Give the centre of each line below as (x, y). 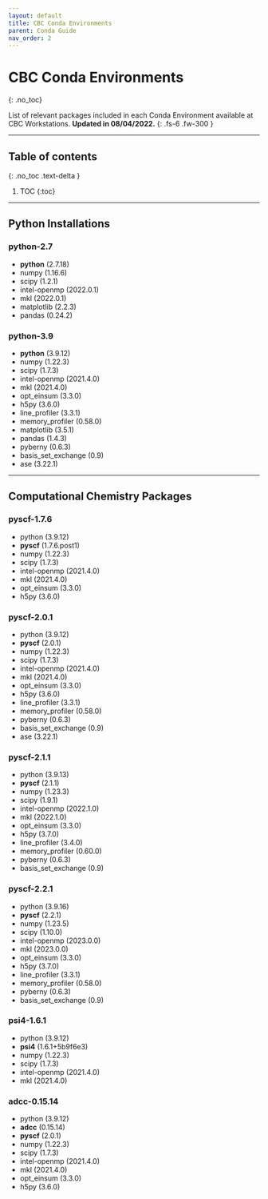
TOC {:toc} (37, 191)
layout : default (35, 16)
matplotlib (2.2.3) (48, 307)
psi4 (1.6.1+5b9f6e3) (54, 1046)
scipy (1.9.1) (39, 800)
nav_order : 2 (30, 38)
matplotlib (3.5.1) (47, 430)
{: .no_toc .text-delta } (44, 176)
